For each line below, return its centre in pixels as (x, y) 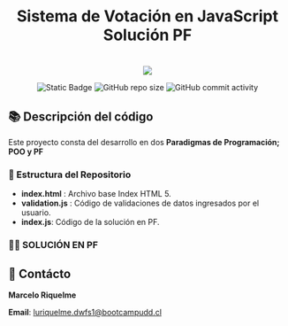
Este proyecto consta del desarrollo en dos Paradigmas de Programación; (144, 143)
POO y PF (26, 151)
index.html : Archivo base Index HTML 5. (96, 194)
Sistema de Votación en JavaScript (148, 16)
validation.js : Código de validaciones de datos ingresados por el (140, 203)
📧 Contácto (40, 273)
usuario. (36, 213)
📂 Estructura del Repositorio (70, 175)
